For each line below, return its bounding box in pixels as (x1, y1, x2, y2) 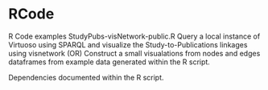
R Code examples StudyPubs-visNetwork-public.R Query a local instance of (8, 31, 261, 41)
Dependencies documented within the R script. (8, 72, 164, 82)
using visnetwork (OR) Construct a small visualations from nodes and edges (8, 48, 261, 58)
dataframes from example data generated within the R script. (8, 57, 211, 67)
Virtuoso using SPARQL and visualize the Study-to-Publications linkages (8, 39, 248, 49)
